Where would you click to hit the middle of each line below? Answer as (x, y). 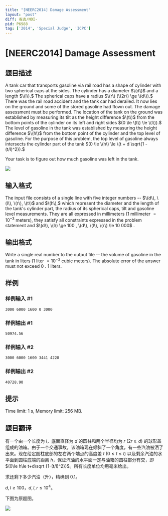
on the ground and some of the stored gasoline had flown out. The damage (83, 107)
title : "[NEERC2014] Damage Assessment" (48, 10)
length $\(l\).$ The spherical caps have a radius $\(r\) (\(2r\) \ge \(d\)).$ (79, 96)
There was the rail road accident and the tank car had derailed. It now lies (81, 101)
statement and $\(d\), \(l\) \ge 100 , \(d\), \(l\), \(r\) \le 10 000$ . (70, 225)
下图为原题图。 (21, 498)
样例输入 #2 (20, 347)
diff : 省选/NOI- (21, 19)
